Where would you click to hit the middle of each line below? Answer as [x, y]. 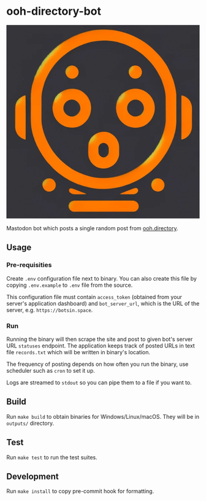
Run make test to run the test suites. [52, 457]
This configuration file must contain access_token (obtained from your [94, 297]
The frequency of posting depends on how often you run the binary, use [97, 364]
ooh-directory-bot [54, 11]
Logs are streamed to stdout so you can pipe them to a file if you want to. [99, 383]
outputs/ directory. [30, 423]
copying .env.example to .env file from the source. [70, 285]
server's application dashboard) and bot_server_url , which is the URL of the [103, 303]
